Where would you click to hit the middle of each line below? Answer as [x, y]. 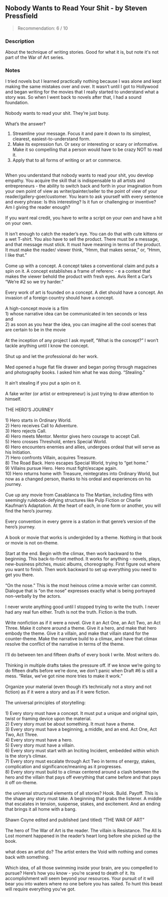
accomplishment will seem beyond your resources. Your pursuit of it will [79, 878]
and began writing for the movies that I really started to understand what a [82, 92]
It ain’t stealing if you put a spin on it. [43, 383]
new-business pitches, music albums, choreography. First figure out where [83, 564]
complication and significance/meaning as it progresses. [64, 767]
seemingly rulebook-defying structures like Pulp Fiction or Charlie [73, 500]
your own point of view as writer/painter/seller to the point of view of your [81, 191]
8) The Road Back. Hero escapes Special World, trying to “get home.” [77, 463]
